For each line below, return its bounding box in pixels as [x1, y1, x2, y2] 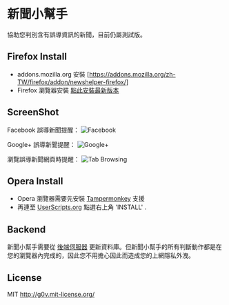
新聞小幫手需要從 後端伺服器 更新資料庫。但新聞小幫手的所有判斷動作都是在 [7, 243, 222, 251]
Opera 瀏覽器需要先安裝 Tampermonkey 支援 [17, 195, 145, 203]
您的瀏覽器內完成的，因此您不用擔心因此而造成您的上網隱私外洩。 [7, 251, 195, 259]
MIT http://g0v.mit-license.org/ [7, 291, 95, 298]
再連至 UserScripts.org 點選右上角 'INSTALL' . [17, 203, 147, 211]
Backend [7, 224, 46, 235]
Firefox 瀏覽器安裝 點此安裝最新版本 [17, 86, 119, 94]
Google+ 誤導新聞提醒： [7, 140, 76, 148]
